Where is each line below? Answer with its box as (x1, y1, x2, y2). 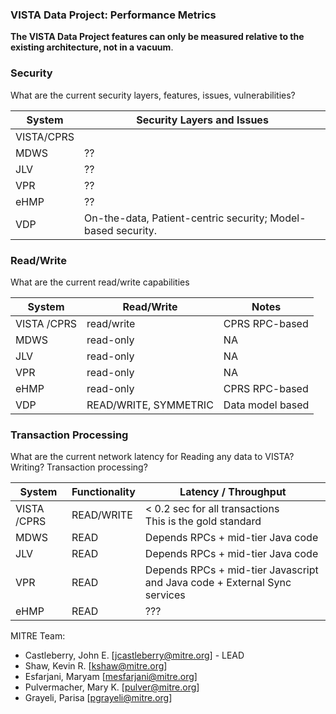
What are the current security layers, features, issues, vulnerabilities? (10, 89, 296, 101)
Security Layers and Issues (136, 113, 269, 127)
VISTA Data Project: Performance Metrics (10, 8, 217, 22)
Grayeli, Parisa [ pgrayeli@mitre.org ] (24, 692, 173, 704)
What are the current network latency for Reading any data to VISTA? (10, 451, 295, 463)
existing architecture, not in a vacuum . (10, 41, 174, 53)
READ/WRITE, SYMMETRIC (86, 398, 214, 412)
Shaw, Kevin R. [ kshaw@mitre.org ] (24, 660, 168, 672)
